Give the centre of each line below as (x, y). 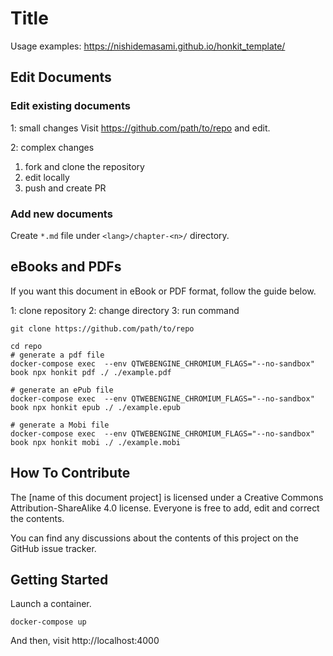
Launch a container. (51, 604)
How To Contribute (70, 473)
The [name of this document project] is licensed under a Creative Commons (167, 497)
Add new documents (61, 214)
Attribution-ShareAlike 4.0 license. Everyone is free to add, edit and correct (165, 508)
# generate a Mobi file (60, 425)
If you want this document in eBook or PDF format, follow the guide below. (163, 291)
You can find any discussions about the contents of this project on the (154, 538)
